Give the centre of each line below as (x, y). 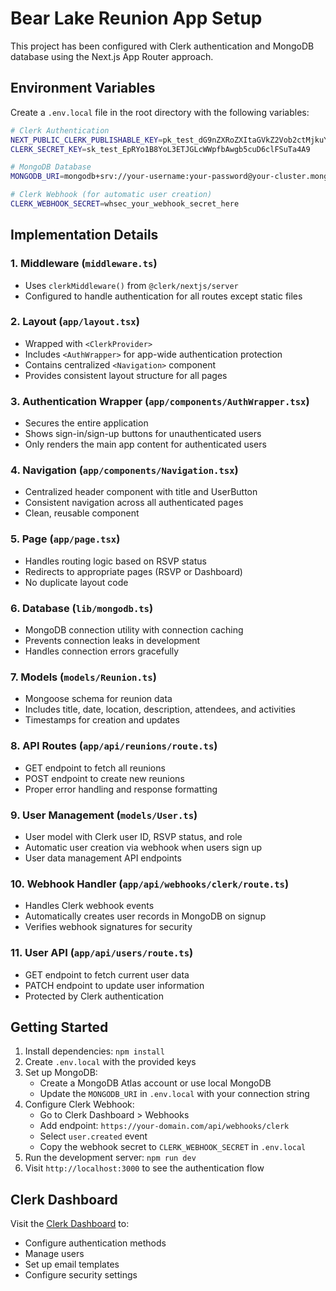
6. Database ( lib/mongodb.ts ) (82, 608)
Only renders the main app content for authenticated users (145, 444)
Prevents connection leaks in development (112, 641)
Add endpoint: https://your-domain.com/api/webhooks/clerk (164, 1126)
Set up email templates (72, 1264)
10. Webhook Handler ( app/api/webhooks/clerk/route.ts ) (150, 884)
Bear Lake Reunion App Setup (136, 18)
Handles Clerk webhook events (89, 906)
